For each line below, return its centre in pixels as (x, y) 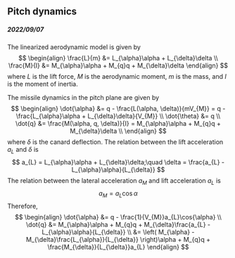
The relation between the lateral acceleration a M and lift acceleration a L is (114, 181)
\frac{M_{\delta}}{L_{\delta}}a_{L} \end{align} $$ (118, 247)
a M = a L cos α (118, 194)
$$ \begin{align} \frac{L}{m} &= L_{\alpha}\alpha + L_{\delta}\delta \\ (118, 58)
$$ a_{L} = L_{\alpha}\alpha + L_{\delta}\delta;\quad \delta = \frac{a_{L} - (118, 162)
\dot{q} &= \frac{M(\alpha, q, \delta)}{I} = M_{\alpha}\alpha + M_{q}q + (118, 124)
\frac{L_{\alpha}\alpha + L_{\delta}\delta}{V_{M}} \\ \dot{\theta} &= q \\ (118, 116)
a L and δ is (23, 150)
